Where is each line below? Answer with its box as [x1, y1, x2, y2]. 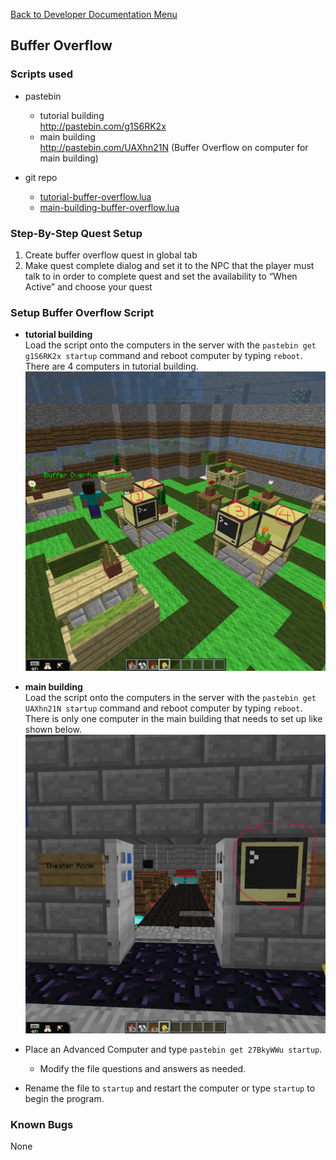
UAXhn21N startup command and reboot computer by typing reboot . [24, 702, 303, 714]
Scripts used [10, 67, 74, 81]
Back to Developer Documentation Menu [10, 9, 178, 20]
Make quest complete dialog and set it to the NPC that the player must [24, 259, 315, 271]
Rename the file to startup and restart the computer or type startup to [24, 1082, 316, 1094]
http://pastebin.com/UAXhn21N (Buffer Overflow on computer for [39, 141, 309, 153]
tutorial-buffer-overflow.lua [39, 190, 152, 203]
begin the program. [24, 1092, 105, 1104]
